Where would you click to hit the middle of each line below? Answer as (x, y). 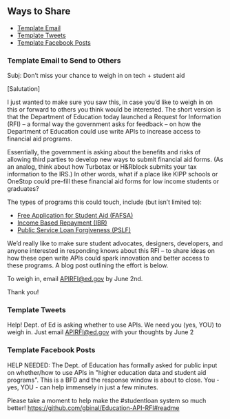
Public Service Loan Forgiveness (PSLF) (74, 230)
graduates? (23, 189)
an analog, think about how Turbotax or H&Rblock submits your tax (102, 167)
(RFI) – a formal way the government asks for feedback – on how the (104, 124)
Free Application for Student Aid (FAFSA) (75, 216)
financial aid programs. (40, 139)
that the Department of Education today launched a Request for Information (114, 117)
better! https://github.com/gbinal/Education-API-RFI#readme (93, 408)
